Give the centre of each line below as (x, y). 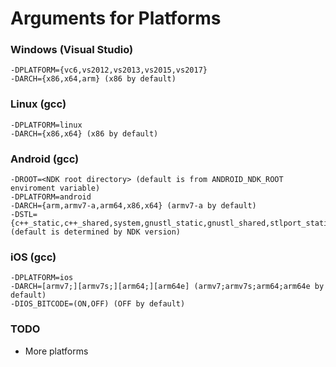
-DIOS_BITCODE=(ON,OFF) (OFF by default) (98, 304)
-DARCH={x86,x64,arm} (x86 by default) (93, 79)
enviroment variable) (55, 188)
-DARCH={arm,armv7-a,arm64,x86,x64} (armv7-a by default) (133, 206)
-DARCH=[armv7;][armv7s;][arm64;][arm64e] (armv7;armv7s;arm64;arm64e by (167, 287)
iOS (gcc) (33, 257)
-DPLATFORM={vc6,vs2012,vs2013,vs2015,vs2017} (109, 70)
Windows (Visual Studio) (72, 50)
